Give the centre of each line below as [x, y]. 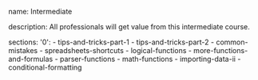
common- [232, 42]
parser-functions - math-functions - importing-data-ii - [150, 59]
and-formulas [31, 59]
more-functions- [220, 50]
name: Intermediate [40, 11]
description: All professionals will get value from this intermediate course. [129, 27]
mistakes [23, 50]
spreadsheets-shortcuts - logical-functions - [118, 50]
